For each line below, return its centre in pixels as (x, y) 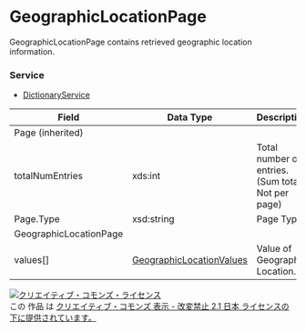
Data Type (190, 117)
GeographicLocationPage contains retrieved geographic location (131, 42)
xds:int (146, 176)
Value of (274, 249)
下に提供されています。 (53, 318)
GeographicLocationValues (189, 260)
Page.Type (37, 219)
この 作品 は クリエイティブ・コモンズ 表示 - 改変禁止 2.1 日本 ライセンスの (149, 306)
